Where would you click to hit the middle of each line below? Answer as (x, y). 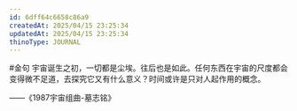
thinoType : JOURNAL (45, 42)
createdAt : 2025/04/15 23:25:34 (69, 26)
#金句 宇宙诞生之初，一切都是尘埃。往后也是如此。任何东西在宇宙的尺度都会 (148, 68)
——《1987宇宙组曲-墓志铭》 (63, 98)
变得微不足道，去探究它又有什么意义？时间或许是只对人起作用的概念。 (137, 79)
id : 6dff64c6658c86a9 (49, 17)
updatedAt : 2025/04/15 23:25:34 (69, 33)
